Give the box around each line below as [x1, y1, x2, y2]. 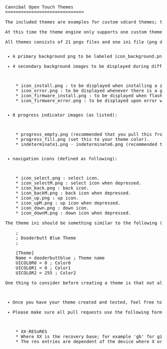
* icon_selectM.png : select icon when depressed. [15, 180, 142, 186]
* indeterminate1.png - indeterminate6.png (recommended [15, 142, 158, 147]
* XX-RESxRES [15, 329, 47, 334]
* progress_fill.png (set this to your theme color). [15, 137, 150, 142]
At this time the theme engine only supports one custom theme [5, 29, 163, 34]
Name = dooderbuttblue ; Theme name [15, 255, 105, 261]
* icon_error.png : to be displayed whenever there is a [15, 88, 158, 93]
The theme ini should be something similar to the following [5, 220, 158, 226]
